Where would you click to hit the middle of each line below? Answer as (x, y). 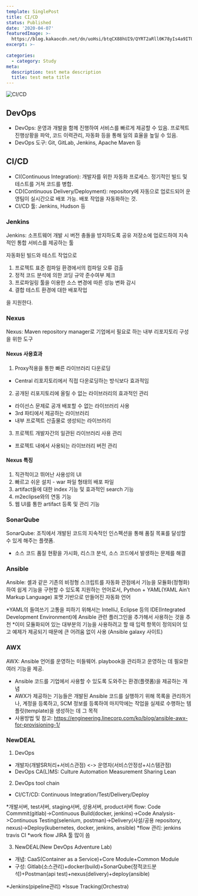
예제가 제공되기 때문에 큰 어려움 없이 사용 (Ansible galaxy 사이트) (88, 632)
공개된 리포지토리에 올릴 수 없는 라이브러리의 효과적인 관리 (82, 393)
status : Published (29, 22)
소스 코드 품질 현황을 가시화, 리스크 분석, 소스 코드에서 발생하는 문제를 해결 (100, 553)
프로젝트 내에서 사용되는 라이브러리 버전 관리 (66, 445)
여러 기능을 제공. (25, 669)
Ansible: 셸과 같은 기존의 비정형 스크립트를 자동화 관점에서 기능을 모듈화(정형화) (98, 582)
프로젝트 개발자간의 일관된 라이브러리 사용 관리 (68, 433)
